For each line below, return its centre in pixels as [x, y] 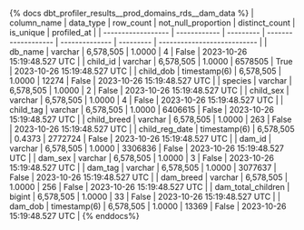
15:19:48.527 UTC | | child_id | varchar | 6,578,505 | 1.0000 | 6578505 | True [151, 61]
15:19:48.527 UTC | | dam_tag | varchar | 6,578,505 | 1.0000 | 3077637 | [143, 168]
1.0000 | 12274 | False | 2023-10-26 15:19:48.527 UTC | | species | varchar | [151, 80]
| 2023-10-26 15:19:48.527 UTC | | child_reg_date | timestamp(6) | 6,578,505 [152, 129]
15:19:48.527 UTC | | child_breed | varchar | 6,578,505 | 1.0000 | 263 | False [151, 119]
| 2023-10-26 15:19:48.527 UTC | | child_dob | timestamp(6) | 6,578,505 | [145, 71]
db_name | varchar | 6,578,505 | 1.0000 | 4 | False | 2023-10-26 [128, 52]
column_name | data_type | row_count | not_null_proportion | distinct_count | [152, 23]
